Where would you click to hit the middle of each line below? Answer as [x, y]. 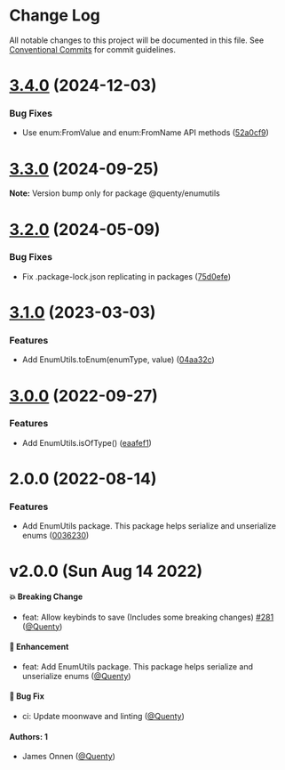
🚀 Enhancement [39, 647]
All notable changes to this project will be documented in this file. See [137, 40]
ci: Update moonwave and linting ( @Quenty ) [103, 717]
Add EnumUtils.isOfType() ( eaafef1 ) [87, 442]
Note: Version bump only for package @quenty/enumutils [115, 193]
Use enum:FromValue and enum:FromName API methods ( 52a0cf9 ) [145, 133]
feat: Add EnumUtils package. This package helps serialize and [138, 666]
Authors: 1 [29, 736]
